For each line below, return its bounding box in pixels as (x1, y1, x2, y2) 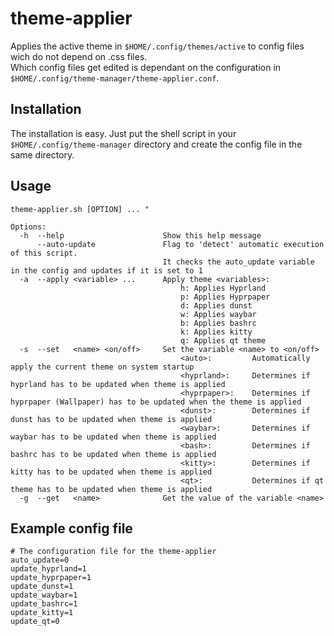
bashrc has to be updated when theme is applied (10, 449, 217, 459)
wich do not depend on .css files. (10, 50, 148, 62)
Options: (10, 222, 47, 232)
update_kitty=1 (10, 608, 74, 618)
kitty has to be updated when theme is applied (10, 467, 213, 477)
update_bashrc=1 (10, 599, 78, 609)
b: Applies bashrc (180, 318, 257, 328)
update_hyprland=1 (10, 564, 87, 574)
